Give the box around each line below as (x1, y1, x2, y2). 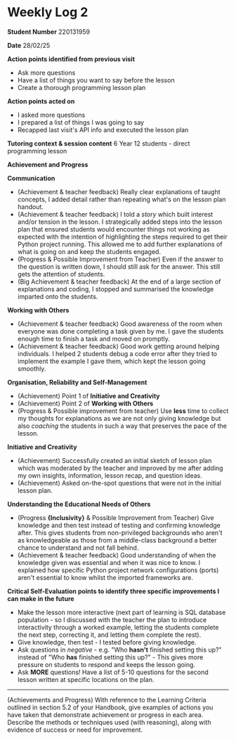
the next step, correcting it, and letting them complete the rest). (17, 631, 202, 639)
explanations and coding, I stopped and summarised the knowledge (17, 284, 214, 293)
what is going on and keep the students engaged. (17, 247, 162, 255)
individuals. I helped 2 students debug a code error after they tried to (17, 349, 218, 357)
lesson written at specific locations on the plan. (17, 675, 155, 683)
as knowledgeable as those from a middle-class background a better (17, 536, 217, 544)
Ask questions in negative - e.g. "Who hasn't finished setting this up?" (17, 645, 223, 654)
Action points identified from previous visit (7, 54, 136, 63)
